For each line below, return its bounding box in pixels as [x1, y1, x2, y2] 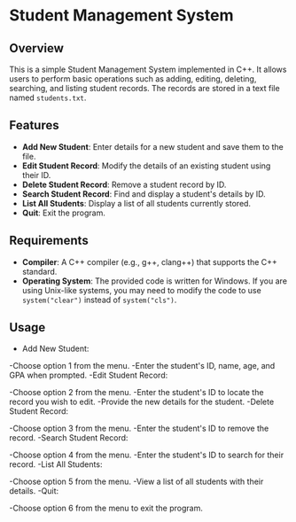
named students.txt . [9, 92, 87, 103]
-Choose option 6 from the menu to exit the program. [9, 503, 204, 514]
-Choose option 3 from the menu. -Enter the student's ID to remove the [9, 423, 269, 434]
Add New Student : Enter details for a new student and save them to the [21, 141, 284, 152]
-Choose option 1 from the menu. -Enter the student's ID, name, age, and [9, 361, 276, 371]
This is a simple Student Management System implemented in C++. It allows [9, 64, 287, 74]
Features [9, 118, 59, 133]
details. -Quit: [9, 486, 59, 496]
